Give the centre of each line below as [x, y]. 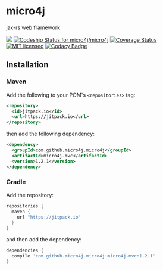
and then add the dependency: [44, 240]
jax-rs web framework [33, 27]
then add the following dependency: [51, 134]
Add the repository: [30, 195]
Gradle [16, 182]
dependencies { [25, 251]
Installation [27, 65]
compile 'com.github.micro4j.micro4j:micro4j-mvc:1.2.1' [84, 256]
